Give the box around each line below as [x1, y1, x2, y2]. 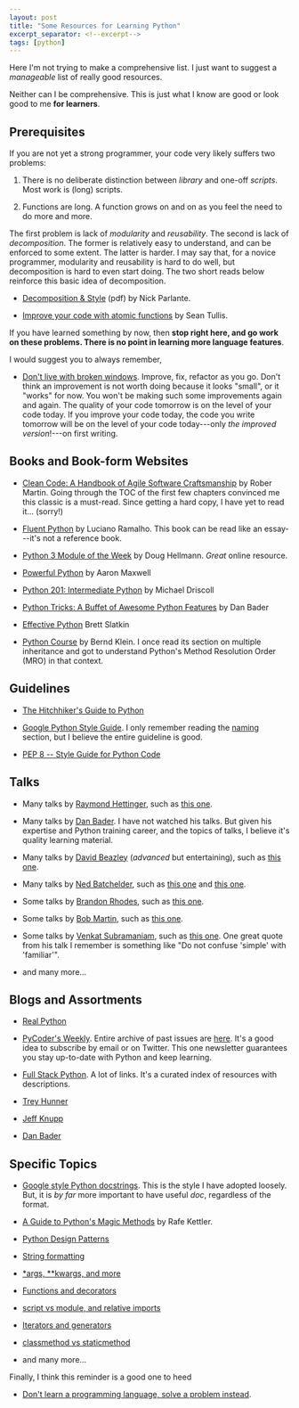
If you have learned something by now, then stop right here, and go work [9, 327, 279, 339]
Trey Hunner [21, 1096, 69, 1107]
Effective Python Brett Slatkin [21, 618, 130, 629]
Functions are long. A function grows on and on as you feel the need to [21, 201, 283, 212]
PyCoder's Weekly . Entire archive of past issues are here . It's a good [21, 1033, 274, 1044]
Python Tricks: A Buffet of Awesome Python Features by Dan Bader [21, 602, 270, 612]
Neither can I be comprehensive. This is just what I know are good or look [9, 89, 279, 100]
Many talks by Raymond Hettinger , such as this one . [21, 798, 214, 809]
